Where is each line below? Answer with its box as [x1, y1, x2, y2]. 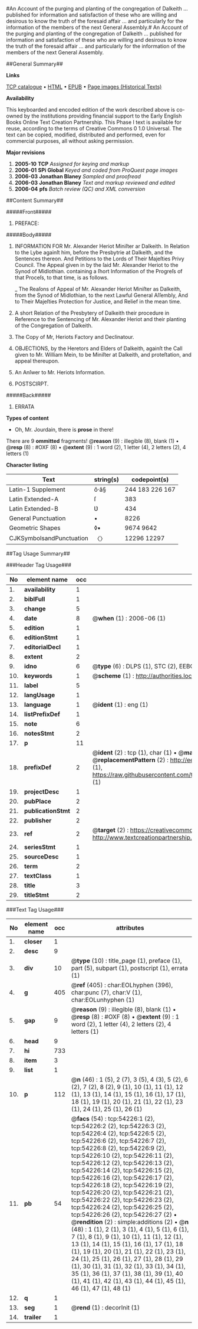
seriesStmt [24, 843, 56, 851]
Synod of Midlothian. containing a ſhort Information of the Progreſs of [14, 268, 183, 275]
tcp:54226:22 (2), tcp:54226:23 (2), [71, 1196, 174, 1204]
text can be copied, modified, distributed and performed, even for [6, 131, 166, 138]
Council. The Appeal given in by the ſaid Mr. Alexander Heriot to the [14, 262, 179, 268]
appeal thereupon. [14, 357, 60, 364]
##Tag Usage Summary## [6, 550, 71, 557]
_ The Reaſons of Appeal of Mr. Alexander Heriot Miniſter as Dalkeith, [14, 286, 181, 292]
